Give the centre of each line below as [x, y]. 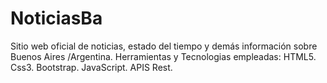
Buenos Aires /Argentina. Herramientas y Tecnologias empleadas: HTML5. [163, 56]
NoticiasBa [56, 18]
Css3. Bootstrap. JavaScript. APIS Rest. [91, 67]
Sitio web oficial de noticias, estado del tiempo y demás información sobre [164, 46]
